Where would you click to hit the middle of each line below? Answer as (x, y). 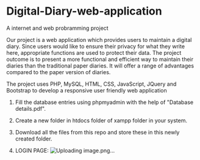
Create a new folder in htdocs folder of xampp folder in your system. (101, 120)
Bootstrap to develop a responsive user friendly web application (87, 90)
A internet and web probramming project (57, 28)
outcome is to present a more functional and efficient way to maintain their (100, 59)
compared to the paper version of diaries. (59, 72)
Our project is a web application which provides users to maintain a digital (99, 40)
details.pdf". (30, 108)
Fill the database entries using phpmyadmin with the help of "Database (104, 102)
